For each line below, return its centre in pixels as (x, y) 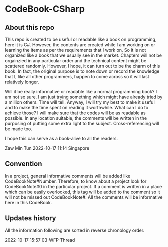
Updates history (31, 218)
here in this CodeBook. (29, 202)
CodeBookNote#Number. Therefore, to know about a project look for (76, 181)
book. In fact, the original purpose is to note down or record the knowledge (82, 71)
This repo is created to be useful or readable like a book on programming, (81, 39)
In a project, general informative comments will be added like (68, 176)
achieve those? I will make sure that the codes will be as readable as (75, 113)
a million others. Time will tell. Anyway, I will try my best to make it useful (80, 102)
